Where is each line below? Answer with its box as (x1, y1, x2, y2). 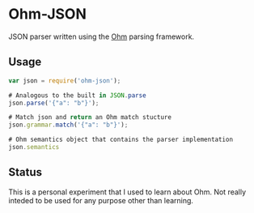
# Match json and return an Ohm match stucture (8, 113, 172, 121)
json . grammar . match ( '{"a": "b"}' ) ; (8, 121, 129, 130)
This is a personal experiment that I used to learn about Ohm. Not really (8, 187, 247, 197)
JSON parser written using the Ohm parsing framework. (8, 32, 195, 41)
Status (8, 165, 43, 179)
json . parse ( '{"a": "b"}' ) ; (8, 99, 99, 107)
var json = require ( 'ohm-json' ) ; (8, 76, 121, 85)
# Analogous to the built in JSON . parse (8, 91, 147, 100)
